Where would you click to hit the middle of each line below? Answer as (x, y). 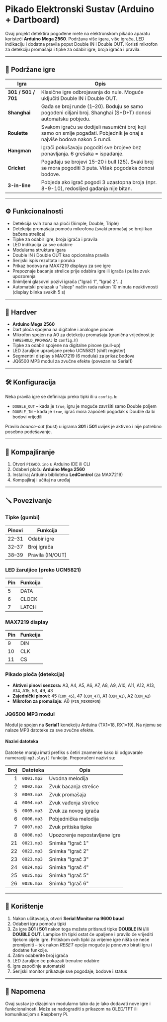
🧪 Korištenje (24, 906)
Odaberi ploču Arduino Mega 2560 (49, 469)
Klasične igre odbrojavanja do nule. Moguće (92, 92)
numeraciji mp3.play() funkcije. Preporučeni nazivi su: (60, 758)
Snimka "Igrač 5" (69, 875)
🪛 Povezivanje (29, 501)
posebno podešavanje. (29, 432)
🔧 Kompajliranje (30, 452)
